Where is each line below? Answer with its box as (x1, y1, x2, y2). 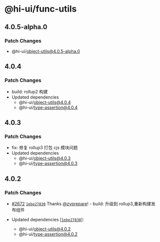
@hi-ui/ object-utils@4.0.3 (18, 156, 71, 161)
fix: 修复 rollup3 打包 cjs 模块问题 (11, 145, 78, 151)
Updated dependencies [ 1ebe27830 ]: (11, 216, 84, 222)
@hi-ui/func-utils (4, 3, 77, 15)
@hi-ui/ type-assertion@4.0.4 (18, 104, 78, 110)
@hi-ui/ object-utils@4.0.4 (18, 99, 71, 105)
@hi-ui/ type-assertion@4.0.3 (18, 160, 78, 166)
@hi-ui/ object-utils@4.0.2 (18, 226, 71, 232)
